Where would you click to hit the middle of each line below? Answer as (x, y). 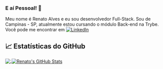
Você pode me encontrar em (35, 30)
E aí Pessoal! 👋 (24, 8)
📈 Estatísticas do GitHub (45, 46)
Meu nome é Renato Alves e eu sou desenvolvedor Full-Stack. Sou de (78, 19)
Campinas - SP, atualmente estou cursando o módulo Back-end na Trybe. (82, 24)
